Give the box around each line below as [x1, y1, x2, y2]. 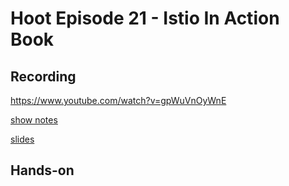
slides [10, 133, 35, 145]
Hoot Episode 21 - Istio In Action [10, 7, 280, 30]
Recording [10, 68, 77, 85]
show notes [10, 114, 58, 126]
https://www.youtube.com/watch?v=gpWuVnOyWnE [10, 95, 227, 106]
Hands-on [10, 162, 75, 179]
